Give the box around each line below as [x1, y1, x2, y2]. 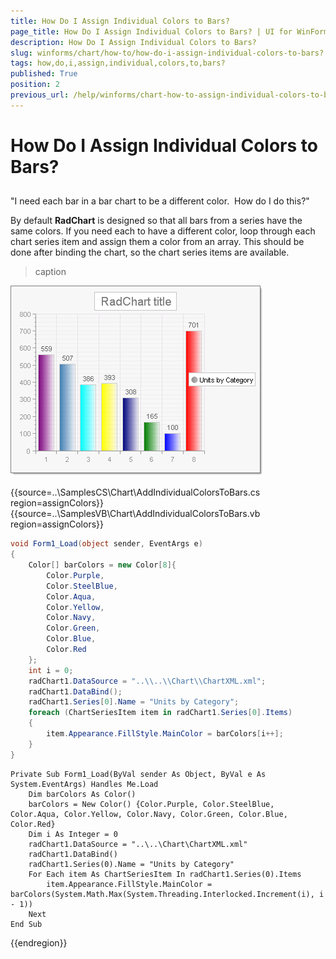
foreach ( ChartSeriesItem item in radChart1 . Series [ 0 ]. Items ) [28, 708, 293, 718]
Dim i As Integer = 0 [28, 829, 118, 839]
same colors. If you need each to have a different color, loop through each [10, 225, 316, 237]
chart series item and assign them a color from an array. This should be [10, 236, 305, 248]
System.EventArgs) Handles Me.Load [10, 779, 159, 789]
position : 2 [10, 80, 60, 90]
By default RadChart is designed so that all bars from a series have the [10, 215, 303, 227]
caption [34, 266, 67, 278]
